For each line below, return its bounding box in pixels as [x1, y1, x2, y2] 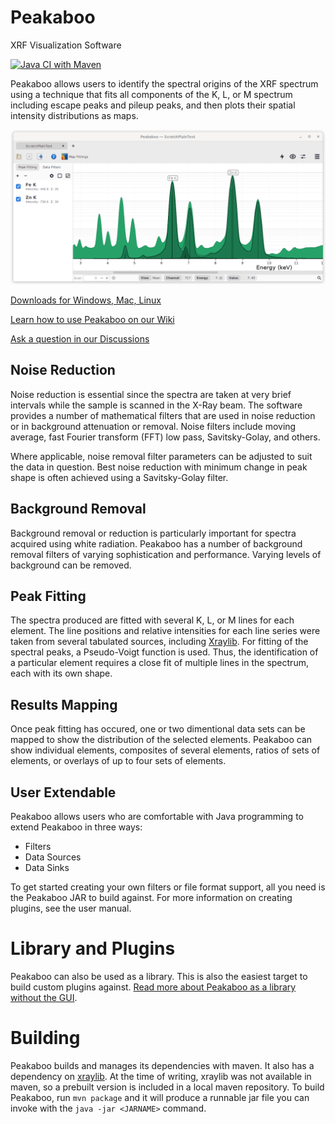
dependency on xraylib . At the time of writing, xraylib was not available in [10, 1070, 312, 1082]
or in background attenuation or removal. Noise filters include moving [10, 420, 297, 432]
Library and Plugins [10, 937, 176, 960]
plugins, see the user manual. [10, 902, 132, 915]
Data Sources [24, 851, 82, 863]
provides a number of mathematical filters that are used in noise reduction [10, 409, 316, 421]
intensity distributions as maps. [10, 109, 139, 121]
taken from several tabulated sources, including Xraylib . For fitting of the [10, 636, 309, 648]
